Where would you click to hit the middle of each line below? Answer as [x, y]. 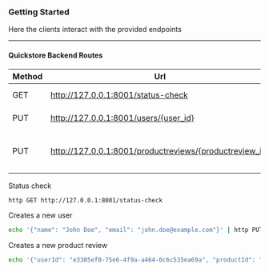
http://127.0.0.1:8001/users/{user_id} [122, 118]
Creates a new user [40, 215]
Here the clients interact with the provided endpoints [95, 30]
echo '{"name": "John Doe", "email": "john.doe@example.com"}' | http [128, 230]
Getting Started [39, 12]
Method [28, 76]
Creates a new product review [58, 246]
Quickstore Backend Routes [56, 55]
